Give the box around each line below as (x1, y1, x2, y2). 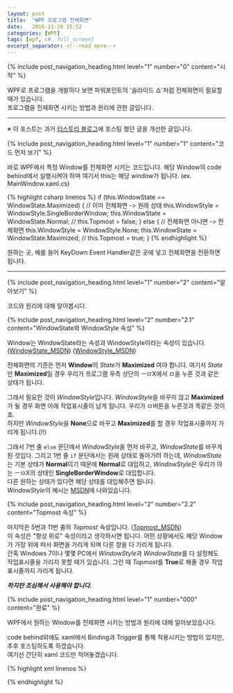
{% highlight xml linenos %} (7, 664, 87, 672)
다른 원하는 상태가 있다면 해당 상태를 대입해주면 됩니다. (7, 477, 155, 486)
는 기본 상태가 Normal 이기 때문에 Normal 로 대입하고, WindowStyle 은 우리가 (7, 460, 216, 468)
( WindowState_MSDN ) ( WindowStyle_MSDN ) (7, 346, 137, 355)
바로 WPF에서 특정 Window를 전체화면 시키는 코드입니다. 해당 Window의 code (7, 163, 222, 171)
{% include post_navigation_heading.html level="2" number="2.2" (7, 500, 196, 508)
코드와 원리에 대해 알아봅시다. (7, 302, 87, 310)
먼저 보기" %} (14, 148, 52, 157)
